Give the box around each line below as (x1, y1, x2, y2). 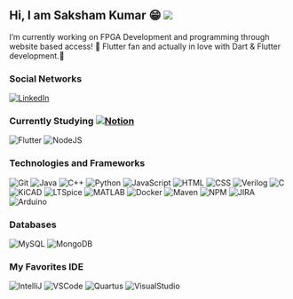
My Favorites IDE (9, 260, 84, 272)
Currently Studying (9, 115, 94, 128)
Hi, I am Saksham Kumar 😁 (9, 8, 162, 23)
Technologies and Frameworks (9, 157, 146, 169)
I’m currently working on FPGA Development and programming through (9, 31, 270, 42)
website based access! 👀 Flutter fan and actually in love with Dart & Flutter (9, 41, 281, 51)
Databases (9, 218, 57, 231)
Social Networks (9, 72, 83, 84)
